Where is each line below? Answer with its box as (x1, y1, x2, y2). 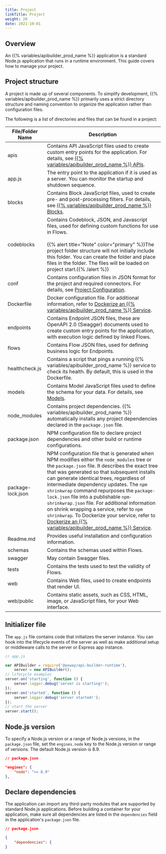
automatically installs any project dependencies (46, 415, 158, 422)
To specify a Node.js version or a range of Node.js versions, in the (5, 736, 140, 741)
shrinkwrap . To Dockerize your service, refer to (46, 512, 156, 519)
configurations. (46, 442, 83, 449)
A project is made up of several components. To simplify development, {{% (5, 90, 158, 97)
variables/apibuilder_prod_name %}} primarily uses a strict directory (5, 96, 144, 102)
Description (88, 131, 117, 138)
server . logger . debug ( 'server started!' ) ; (14, 695, 100, 700)
